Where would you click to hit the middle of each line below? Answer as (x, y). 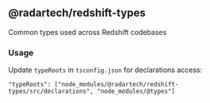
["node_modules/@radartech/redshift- (116, 85)
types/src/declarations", (51, 92)
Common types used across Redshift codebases (88, 32)
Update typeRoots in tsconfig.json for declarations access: (105, 70)
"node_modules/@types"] (136, 92)
